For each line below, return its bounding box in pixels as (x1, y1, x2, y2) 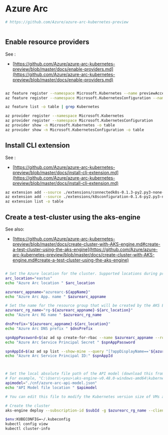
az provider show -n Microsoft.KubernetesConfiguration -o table (5, 127, 144, 132)
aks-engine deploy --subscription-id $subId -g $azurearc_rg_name (5, 408, 146, 413)
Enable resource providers (5, 38, 89, 46)
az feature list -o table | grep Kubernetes (5, 104, 99, 109)
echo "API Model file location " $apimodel (5, 385, 97, 390)
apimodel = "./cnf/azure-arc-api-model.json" (5, 380, 97, 385)
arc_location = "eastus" (5, 275, 52, 280)
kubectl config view (5, 421, 48, 426)
